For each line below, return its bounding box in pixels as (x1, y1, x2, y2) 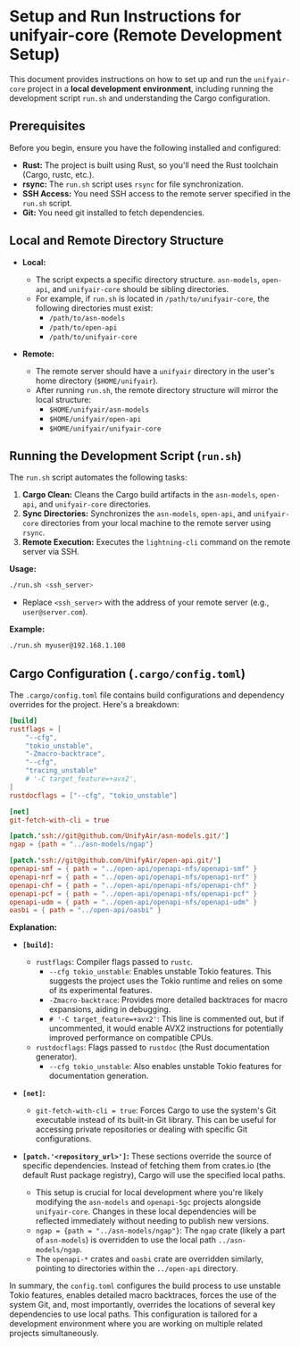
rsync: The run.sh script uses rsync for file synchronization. (21, 179, 244, 189)
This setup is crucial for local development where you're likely (35, 1187, 263, 1198)
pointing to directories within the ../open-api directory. (35, 1263, 238, 1274)
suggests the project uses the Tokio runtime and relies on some (48, 975, 283, 986)
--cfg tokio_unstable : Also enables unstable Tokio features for (48, 1061, 283, 1072)
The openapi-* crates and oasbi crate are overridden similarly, (35, 1253, 264, 1265)
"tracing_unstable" (25, 766, 98, 775)
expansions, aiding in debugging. (48, 1004, 171, 1015)
